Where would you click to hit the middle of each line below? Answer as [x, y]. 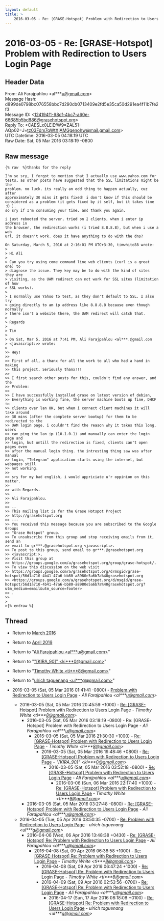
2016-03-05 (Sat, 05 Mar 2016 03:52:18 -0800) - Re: [102, 767]
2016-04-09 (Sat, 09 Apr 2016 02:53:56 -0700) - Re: [95, 882]
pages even [16, 447]
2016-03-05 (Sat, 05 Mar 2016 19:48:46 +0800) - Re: [95, 752]
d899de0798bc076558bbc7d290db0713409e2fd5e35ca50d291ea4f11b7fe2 [82, 104]
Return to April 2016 [32, 642]
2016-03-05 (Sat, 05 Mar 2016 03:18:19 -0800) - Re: [80, 720]
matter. [13, 481]
